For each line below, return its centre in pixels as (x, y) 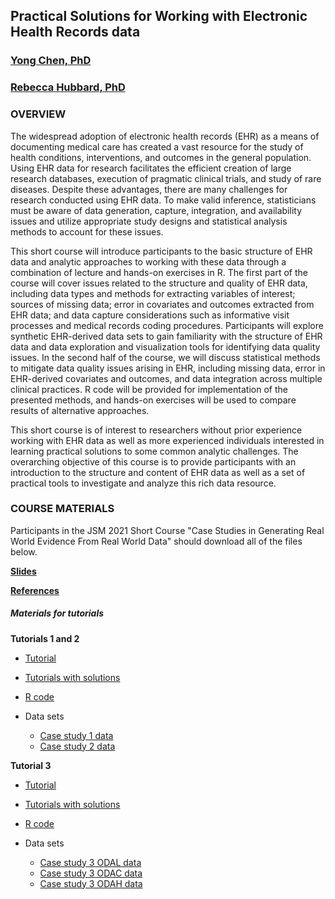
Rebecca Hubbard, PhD (68, 87)
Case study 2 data (77, 746)
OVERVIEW (38, 114)
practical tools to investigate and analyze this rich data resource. (143, 483)
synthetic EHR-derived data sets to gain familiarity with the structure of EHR (166, 336)
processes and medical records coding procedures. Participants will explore (167, 325)
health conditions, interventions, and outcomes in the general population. (161, 157)
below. (24, 551)
